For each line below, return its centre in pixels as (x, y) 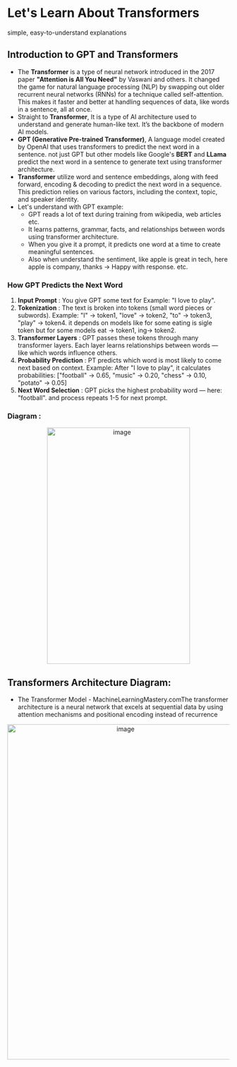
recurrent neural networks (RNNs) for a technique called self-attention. (121, 94)
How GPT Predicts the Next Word (65, 285)
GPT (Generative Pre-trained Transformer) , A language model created (121, 139)
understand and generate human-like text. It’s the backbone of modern (121, 124)
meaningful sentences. (61, 251)
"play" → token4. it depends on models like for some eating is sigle (115, 323)
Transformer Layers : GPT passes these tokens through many (108, 338)
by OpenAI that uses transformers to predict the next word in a (108, 147)
